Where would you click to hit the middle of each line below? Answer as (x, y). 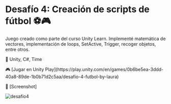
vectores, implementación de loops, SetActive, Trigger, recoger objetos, (81, 44)
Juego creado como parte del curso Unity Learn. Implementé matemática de (85, 39)
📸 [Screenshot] (21, 86)
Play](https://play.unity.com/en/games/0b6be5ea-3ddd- (104, 69)
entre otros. (17, 49)
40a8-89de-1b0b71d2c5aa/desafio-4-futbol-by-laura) (62, 77)
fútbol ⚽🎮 (28, 21)
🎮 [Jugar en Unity (25, 69)
